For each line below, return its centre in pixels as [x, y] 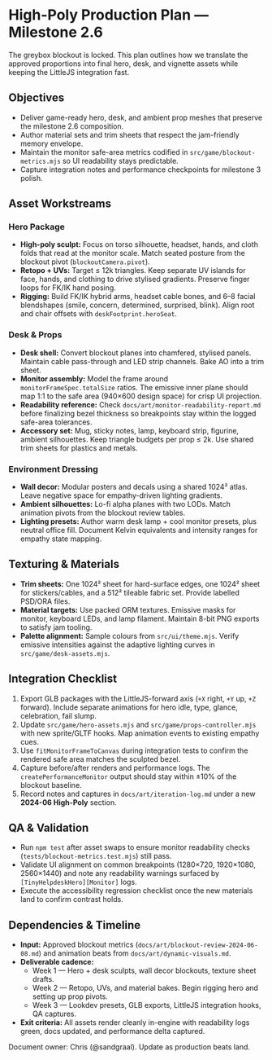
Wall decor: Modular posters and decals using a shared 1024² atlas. [134, 487]
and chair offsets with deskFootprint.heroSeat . [98, 314]
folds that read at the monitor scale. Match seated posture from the [132, 253]
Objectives [37, 98]
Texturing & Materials [64, 564]
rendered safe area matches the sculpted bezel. [100, 759]
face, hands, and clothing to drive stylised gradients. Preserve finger [135, 279]
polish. [31, 178]
